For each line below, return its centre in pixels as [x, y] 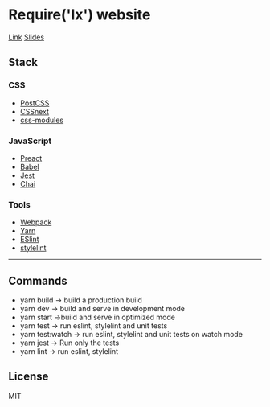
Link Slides [27, 37]
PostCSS [35, 103]
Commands [38, 280]
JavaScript [30, 141]
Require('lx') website [80, 15]
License [29, 377]
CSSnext [35, 111]
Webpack [36, 222]
